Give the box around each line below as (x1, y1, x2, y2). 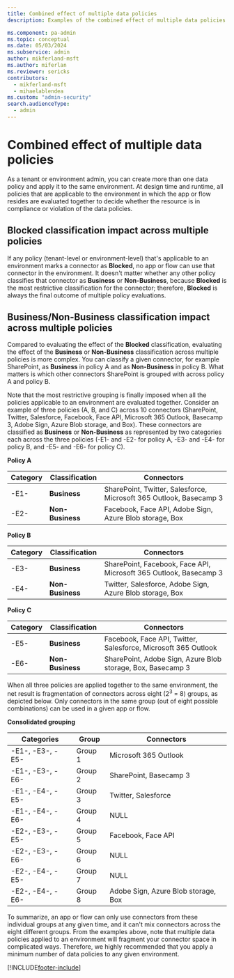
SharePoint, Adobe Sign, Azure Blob (104, 654, 221, 664)
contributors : (7, 75, 49, 81)
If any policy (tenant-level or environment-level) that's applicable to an (7, 254, 209, 262)
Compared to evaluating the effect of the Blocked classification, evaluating (7, 341, 222, 349)
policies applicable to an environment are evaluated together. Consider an (7, 398, 219, 407)
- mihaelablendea (13, 88, 64, 95)
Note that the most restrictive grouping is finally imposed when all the (7, 391, 207, 399)
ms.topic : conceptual (7, 36, 70, 42)
